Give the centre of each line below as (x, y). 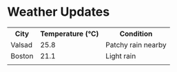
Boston (22, 56)
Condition (136, 34)
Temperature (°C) (70, 34)
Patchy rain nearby (136, 45)
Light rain (121, 56)
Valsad (22, 45)
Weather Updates (59, 12)
